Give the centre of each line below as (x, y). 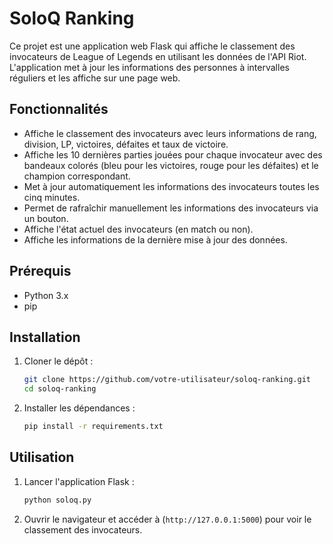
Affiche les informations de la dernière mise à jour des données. (155, 239)
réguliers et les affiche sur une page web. (95, 78)
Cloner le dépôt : (58, 361)
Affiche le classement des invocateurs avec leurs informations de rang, (170, 133)
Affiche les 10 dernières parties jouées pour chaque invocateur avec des (173, 154)
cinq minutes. (52, 197)
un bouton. (46, 218)
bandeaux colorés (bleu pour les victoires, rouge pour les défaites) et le (171, 165)
